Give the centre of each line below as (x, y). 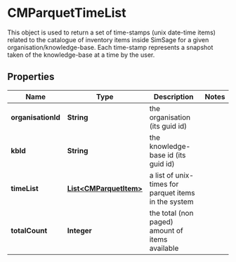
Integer (80, 230)
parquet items (172, 192)
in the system (171, 202)
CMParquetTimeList (67, 13)
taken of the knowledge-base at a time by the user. (81, 55)
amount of (166, 230)
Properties (31, 77)
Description (173, 96)
